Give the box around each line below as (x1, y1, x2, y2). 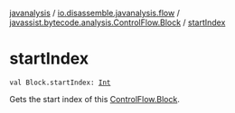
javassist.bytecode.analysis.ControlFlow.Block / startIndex (9, 17, 226, 28)
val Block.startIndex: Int (9, 78, 111, 87)
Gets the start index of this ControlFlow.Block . (9, 93, 181, 104)
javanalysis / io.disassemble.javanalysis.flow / (9, 8, 181, 18)
